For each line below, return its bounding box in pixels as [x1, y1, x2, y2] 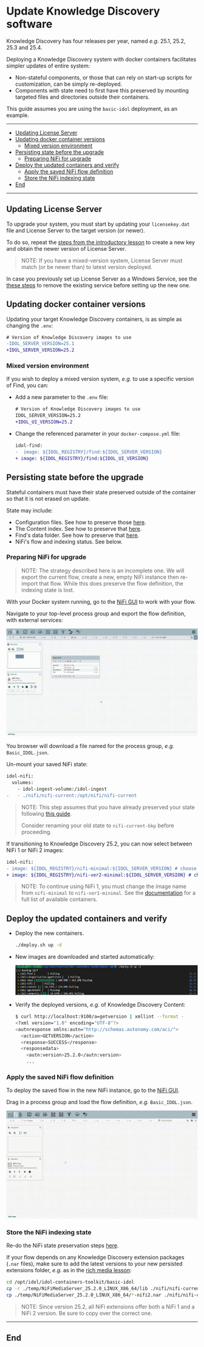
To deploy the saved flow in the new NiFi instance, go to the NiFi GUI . [6, 1086, 180, 1094]
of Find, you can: [6, 382, 49, 389]
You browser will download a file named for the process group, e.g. [6, 743, 174, 750]
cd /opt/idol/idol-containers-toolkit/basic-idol [6, 1279, 135, 1286]
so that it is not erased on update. [6, 495, 90, 502]
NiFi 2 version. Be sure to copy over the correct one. [21, 1309, 153, 1317]
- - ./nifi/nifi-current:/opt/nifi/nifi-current [6, 792, 137, 799]
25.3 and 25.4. [6, 44, 42, 51]
